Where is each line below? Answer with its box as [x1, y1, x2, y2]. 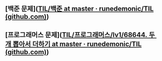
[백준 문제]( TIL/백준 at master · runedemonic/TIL [5, 4, 154, 13]
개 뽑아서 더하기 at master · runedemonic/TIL [5, 40, 142, 48]
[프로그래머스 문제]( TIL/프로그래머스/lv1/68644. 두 [5, 30, 155, 39]
